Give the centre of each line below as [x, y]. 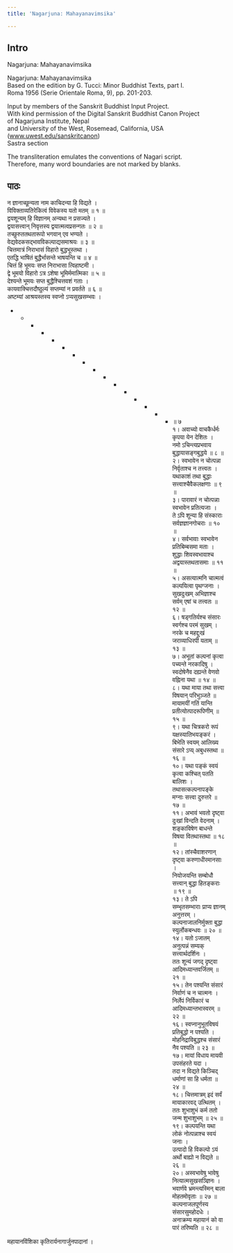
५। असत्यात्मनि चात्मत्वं [198, 578]
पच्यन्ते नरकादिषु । [193, 664]
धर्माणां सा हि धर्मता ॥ [195, 1079]
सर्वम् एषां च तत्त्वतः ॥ [195, 602]
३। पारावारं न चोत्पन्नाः [196, 500]
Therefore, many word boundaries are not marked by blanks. [94, 164]
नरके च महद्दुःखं [189, 633]
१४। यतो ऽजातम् [191, 938]
